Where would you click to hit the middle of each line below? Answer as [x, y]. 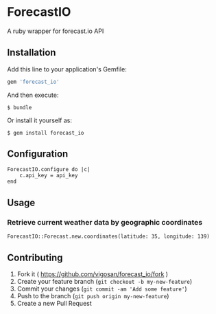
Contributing [35, 257]
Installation [32, 53]
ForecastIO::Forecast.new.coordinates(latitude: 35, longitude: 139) [109, 237]
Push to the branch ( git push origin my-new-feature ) [93, 295]
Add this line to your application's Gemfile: [67, 69]
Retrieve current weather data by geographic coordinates [105, 222]
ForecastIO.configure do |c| [49, 170]
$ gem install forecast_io [46, 133]
